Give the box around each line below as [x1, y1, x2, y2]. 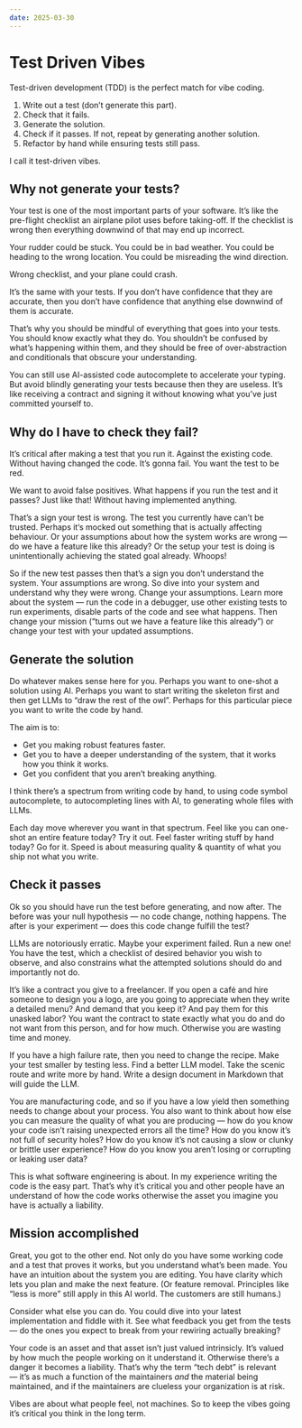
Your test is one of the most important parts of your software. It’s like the [9, 205, 279, 217]
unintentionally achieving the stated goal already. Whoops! [9, 551, 227, 561]
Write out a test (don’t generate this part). [22, 99, 178, 110]
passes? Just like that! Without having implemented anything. [9, 495, 237, 505]
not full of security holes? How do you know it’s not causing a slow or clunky [9, 1134, 294, 1145]
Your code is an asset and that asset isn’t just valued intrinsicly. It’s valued [9, 1342, 284, 1353]
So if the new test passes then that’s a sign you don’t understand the [9, 568, 264, 579]
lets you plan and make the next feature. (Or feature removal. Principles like [9, 1278, 289, 1289]
